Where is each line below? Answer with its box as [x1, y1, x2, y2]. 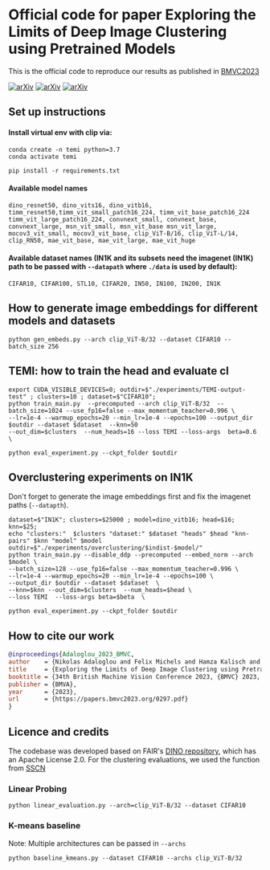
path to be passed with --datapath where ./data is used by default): [8, 262, 238, 272]
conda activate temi [8, 153, 78, 161]
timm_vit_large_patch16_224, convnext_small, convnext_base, [8, 215, 218, 223]
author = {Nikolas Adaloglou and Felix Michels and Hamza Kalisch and [8, 658, 261, 666]
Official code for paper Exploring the [8, 6, 256, 24]
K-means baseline [8, 820, 81, 831]
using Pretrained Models [8, 40, 176, 58]
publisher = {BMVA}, [8, 680, 78, 688]
